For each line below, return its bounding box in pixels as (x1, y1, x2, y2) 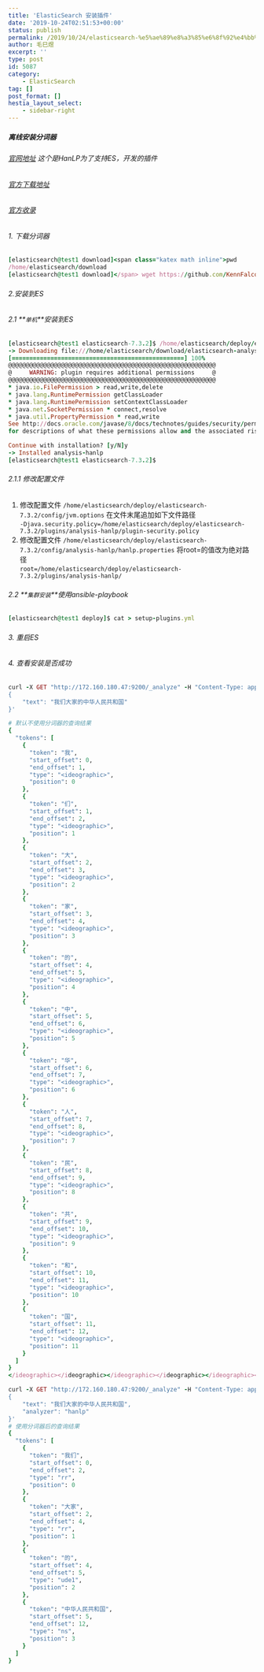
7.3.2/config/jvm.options (19, 511, 104, 520)
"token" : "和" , (28, 1261, 78, 1269)
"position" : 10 (28, 1291, 79, 1299)
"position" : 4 (28, 983, 76, 991)
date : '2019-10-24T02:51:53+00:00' (8, 19, 125, 27)
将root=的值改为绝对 (176, 545, 243, 555)
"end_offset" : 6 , (28, 1020, 86, 1028)
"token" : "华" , (28, 1057, 78, 1065)
